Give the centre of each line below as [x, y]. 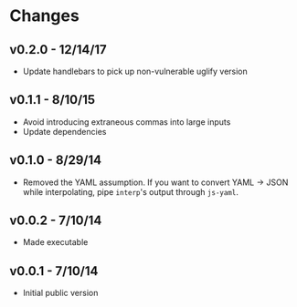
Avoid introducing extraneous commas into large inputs [127, 122]
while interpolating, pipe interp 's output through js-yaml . [131, 191]
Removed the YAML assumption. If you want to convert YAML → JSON [155, 182]
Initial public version [60, 293]
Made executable [55, 242]
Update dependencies [64, 131]
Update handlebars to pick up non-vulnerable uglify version [135, 71]
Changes [44, 16]
